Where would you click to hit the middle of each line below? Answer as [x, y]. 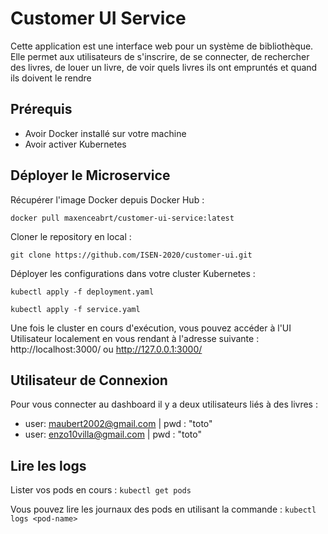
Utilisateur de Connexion [89, 380]
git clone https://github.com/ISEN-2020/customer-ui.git [131, 255]
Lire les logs [48, 465]
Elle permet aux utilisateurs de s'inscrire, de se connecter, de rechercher [160, 56]
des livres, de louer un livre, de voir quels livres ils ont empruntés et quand [164, 67]
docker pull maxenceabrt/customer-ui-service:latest [122, 218]
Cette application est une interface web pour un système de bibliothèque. [162, 46]
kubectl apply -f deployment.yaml [82, 292]
